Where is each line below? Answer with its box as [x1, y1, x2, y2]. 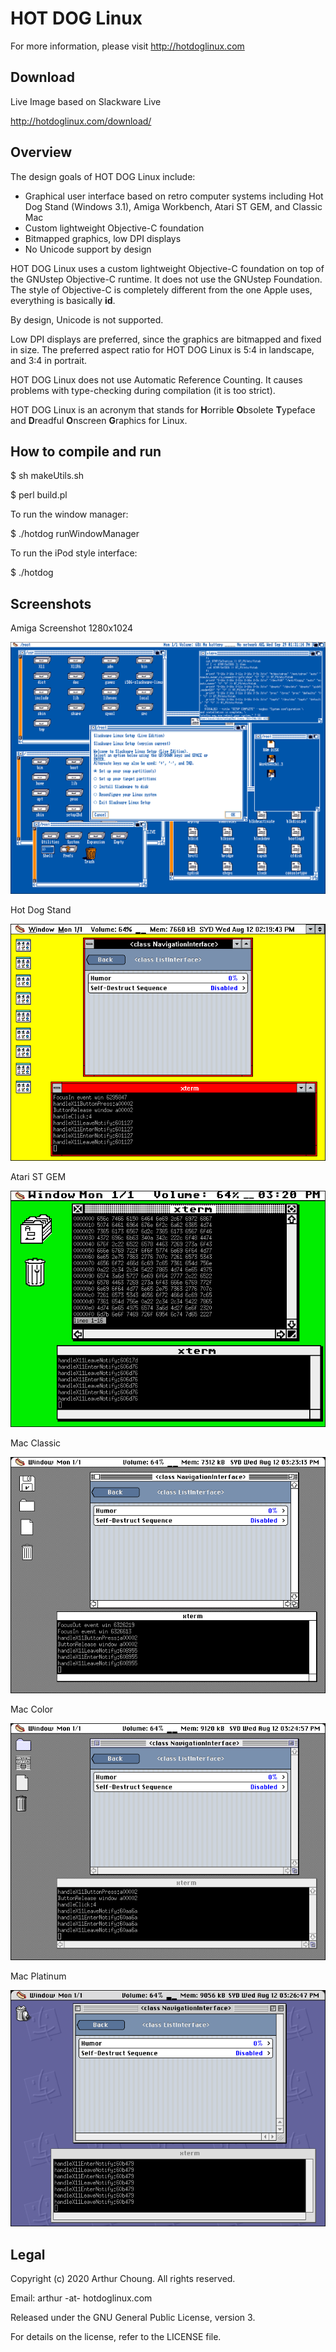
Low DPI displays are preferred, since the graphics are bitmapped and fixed [10, 333, 322, 345]
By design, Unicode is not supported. [10, 313, 164, 326]
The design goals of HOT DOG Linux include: [10, 170, 196, 182]
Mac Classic [10, 1437, 62, 1449]
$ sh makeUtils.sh [10, 470, 85, 482]
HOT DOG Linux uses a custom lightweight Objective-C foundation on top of [10, 262, 325, 274]
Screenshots [10, 595, 92, 612]
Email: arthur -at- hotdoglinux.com [10, 2292, 153, 2304]
